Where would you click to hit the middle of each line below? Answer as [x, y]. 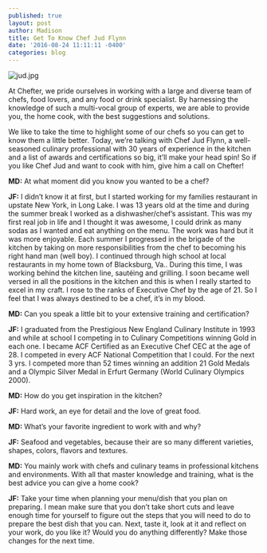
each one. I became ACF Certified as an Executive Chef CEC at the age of [130, 346]
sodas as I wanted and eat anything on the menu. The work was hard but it [131, 231]
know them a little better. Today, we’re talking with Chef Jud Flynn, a [120, 140]
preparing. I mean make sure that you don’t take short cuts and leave [122, 507]
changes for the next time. [51, 541]
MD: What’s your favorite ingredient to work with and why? [105, 427]
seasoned [25, 149]
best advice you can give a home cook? [74, 483]
